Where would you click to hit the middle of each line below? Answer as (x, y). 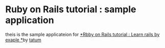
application (30, 20)
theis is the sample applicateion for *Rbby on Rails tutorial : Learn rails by (82, 34)
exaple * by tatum (23, 40)
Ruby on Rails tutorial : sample (71, 9)
